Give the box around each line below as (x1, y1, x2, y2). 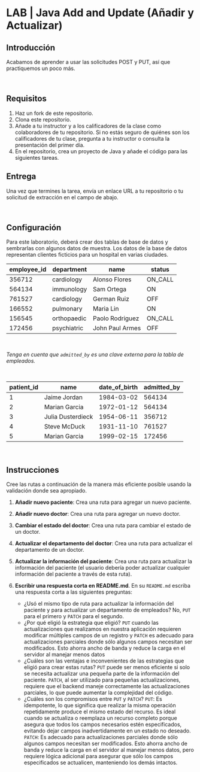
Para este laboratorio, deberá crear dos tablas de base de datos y (6, 238, 169, 245)
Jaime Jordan (44, 393, 83, 402)
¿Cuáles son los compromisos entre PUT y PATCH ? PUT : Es (23, 695, 163, 703)
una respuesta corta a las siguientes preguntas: (14, 588, 133, 595)
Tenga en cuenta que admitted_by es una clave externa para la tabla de (6, 351, 184, 358)
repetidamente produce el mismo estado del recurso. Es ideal (23, 708, 176, 715)
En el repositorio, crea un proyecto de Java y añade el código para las (14, 147, 188, 155)
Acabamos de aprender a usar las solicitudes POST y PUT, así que (6, 59, 171, 65)
